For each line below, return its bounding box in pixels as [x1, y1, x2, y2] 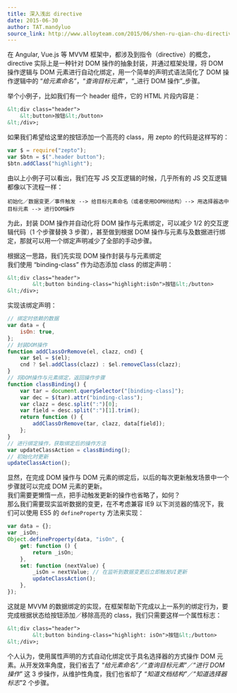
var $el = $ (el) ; [20, 355, 71, 362]
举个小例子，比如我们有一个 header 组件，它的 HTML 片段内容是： [7, 92, 201, 100]
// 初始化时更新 [7, 453, 49, 460]
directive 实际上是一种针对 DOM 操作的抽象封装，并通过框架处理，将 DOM [7, 59, 224, 68]
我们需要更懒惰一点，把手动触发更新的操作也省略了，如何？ [7, 491, 181, 499]
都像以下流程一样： [7, 182, 63, 191]
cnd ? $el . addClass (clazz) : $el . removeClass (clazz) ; [20, 361, 181, 368]
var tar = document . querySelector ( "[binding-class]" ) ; [20, 387, 185, 394]
